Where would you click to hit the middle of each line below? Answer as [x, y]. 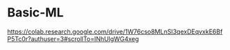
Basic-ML [35, 13]
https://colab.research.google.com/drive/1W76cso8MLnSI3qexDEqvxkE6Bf [115, 32]
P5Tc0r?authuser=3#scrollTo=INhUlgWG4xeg [73, 38]
